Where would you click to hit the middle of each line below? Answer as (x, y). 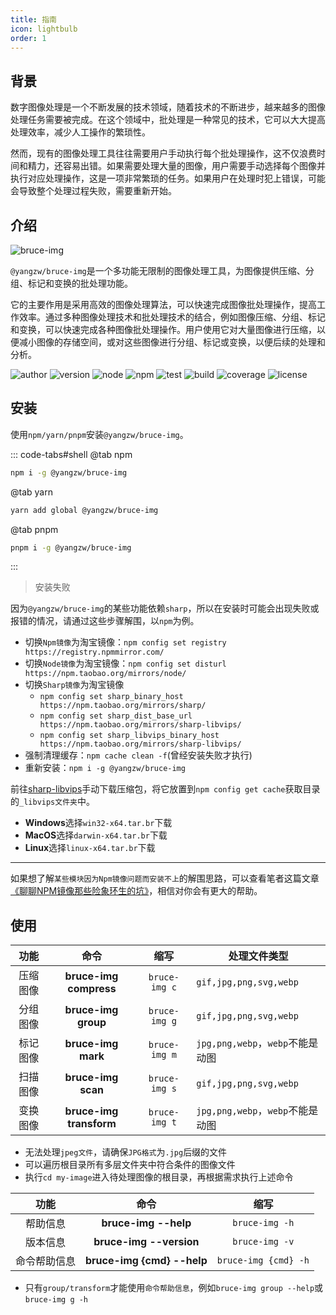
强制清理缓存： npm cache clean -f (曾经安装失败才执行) (138, 755)
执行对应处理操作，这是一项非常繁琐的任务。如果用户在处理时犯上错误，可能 (168, 178)
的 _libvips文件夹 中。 (52, 802)
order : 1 (28, 38)
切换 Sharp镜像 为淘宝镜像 (74, 685)
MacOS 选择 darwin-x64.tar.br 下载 (96, 835)
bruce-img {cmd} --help (146, 1261)
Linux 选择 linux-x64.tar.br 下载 (90, 848)
